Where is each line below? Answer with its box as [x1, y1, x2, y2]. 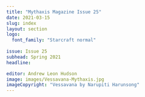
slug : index [6, 20, 36, 26]
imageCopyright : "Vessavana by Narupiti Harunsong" [6, 82, 140, 88]
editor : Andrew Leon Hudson [6, 70, 78, 76]
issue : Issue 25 [6, 48, 47, 55]
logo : [6, 32, 20, 38]
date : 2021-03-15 [6, 15, 50, 21]
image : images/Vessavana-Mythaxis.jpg [6, 76, 104, 82]
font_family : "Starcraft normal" [12, 37, 96, 43]
